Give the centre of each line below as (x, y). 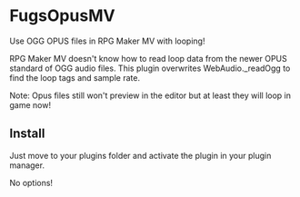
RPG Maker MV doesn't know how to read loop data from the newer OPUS (149, 58)
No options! (31, 182)
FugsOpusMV (62, 16)
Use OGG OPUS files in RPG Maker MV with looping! (107, 41)
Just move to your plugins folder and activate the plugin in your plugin (140, 155)
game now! (30, 104)
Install (27, 134)
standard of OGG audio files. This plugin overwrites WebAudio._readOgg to (150, 68)
